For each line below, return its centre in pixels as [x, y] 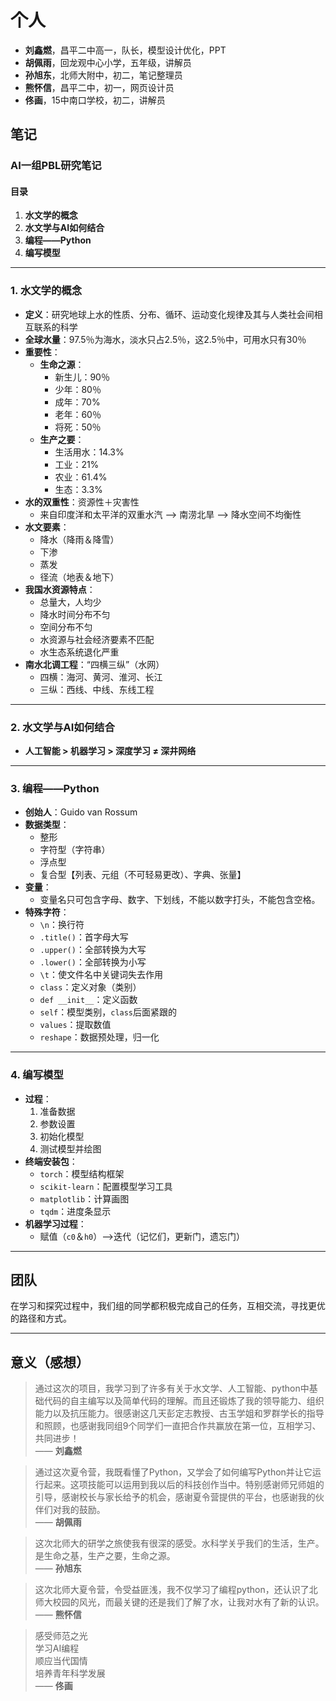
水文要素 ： [47, 527]
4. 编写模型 [37, 1075]
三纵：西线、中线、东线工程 [97, 689]
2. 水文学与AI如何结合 [62, 727]
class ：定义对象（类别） [90, 987]
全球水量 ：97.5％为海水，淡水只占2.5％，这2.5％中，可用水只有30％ [165, 339]
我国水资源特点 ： [60, 589]
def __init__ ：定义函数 [88, 1000]
